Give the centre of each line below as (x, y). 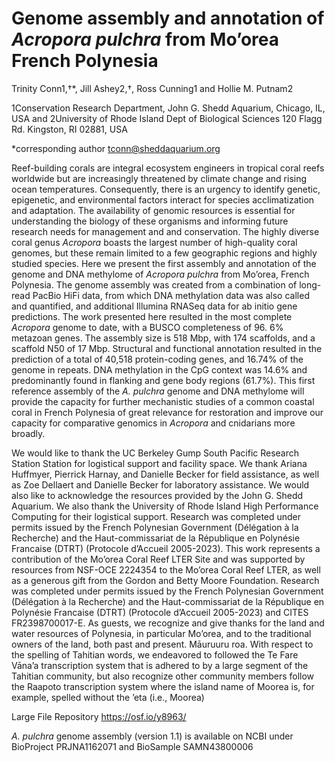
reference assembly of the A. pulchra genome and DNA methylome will (158, 391)
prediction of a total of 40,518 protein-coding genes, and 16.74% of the (157, 359)
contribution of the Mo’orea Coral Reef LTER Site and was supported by (158, 559)
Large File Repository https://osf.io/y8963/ (99, 716)
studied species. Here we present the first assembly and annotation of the (164, 263)
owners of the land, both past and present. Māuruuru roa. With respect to (162, 644)
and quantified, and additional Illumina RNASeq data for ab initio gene (154, 306)
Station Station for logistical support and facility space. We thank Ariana (159, 463)
